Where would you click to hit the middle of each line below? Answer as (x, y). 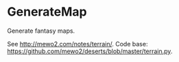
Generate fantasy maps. (41, 31)
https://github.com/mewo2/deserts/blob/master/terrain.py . (90, 51)
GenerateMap (47, 12)
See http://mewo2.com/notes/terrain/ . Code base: (77, 44)
